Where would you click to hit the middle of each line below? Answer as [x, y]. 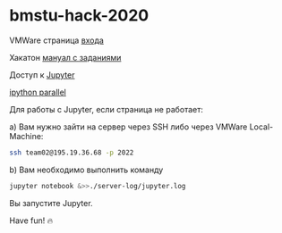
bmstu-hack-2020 [79, 16]
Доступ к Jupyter [42, 75]
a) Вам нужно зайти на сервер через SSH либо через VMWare [128, 127]
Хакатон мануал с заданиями [65, 57]
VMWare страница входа [57, 40]
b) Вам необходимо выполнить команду [86, 170]
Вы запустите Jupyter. [51, 203]
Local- [261, 127]
